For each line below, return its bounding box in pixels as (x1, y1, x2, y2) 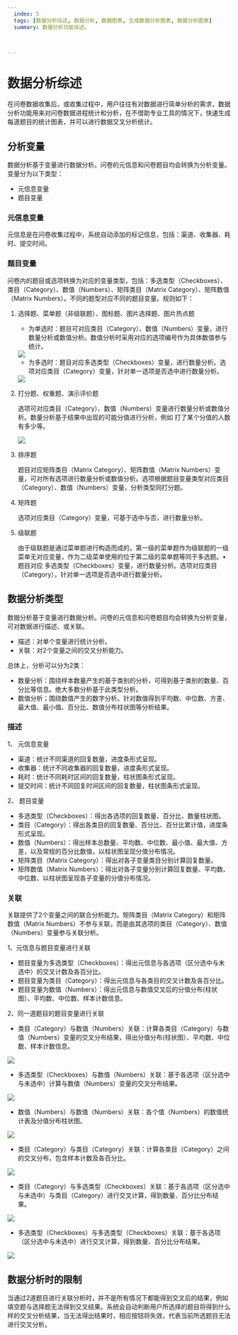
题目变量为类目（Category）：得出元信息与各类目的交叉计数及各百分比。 (17, 976, 228, 985)
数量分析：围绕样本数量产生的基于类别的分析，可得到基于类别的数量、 (17, 676, 223, 685)
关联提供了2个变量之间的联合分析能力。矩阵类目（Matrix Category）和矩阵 (7, 910, 227, 920)
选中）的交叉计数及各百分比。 (17, 967, 105, 976)
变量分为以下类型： (7, 170, 64, 178)
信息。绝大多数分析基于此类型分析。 (36, 685, 142, 693)
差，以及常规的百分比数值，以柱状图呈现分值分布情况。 (17, 846, 179, 856)
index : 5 (13, 10, 40, 18)
